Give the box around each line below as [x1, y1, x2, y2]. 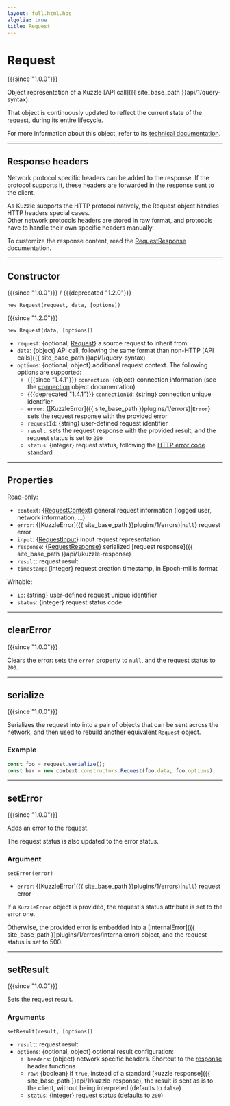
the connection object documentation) [27, 382, 136, 391]
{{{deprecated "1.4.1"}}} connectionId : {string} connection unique [27, 390, 212, 398]
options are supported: [16, 368, 82, 376]
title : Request [7, 23, 51, 29]
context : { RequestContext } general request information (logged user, [16, 506, 212, 514]
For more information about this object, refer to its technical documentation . [7, 130, 221, 138]
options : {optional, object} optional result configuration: [16, 1047, 175, 1055]
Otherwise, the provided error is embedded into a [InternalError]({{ [7, 923, 195, 931]
